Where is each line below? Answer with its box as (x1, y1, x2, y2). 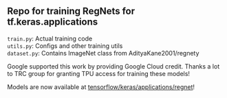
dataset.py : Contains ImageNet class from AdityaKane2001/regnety (7, 49, 199, 57)
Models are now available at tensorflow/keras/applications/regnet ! (7, 82, 195, 91)
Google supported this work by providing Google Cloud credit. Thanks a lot (7, 62, 220, 71)
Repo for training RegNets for (7, 5, 136, 17)
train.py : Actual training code (7, 34, 93, 42)
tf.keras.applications (7, 16, 98, 28)
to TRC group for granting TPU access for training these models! (7, 69, 191, 77)
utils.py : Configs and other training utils (7, 41, 123, 50)
